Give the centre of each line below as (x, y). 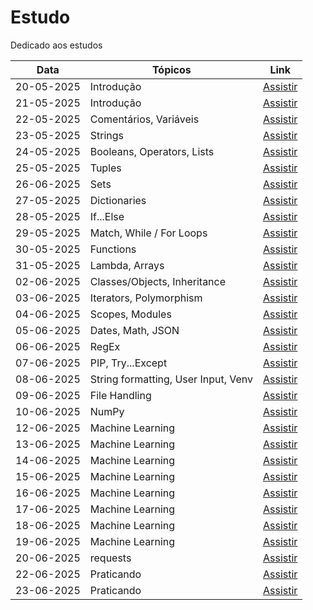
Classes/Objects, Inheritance (158, 281)
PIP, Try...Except (128, 363)
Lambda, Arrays (127, 265)
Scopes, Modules (130, 314)
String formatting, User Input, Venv (171, 379)
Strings (107, 135)
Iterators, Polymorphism (146, 298)
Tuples (105, 168)
